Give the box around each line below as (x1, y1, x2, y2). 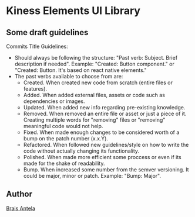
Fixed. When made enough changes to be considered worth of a (23, 129, 180, 136)
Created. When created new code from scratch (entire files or (23, 79, 173, 86)
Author (6, 189, 32, 199)
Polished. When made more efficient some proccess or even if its (23, 154, 181, 160)
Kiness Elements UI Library (6, 4, 141, 18)
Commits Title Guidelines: (6, 43, 69, 50)
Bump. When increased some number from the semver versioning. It (23, 166, 189, 173)
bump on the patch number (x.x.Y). (23, 135, 109, 142)
